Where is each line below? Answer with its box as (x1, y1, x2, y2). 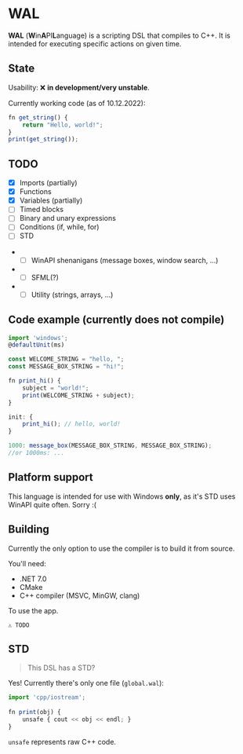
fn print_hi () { (8, 377, 61, 385)
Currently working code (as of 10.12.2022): (8, 98, 146, 108)
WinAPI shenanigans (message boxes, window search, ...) (31, 255, 219, 265)
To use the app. (8, 606, 59, 615)
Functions (19, 187, 53, 196)
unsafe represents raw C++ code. (8, 737, 116, 746)
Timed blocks (19, 205, 64, 214)
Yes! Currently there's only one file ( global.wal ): (8, 679, 165, 688)
